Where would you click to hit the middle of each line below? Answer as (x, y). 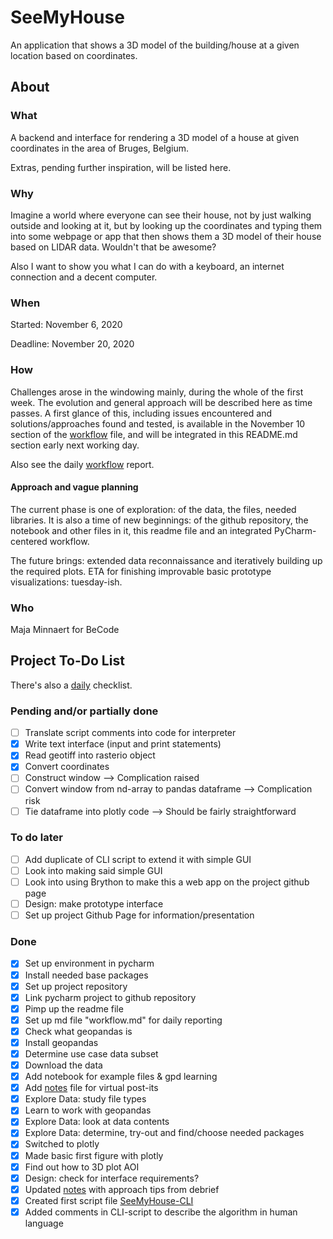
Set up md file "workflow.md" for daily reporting (123, 1020)
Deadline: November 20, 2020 (72, 344)
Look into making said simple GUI (93, 870)
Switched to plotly (62, 1144)
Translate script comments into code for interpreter (130, 733)
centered (29, 541)
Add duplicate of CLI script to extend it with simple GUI (138, 859)
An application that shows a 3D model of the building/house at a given (155, 45)
